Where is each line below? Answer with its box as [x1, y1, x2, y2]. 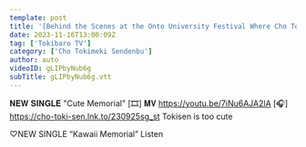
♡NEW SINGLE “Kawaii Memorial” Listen [9, 128, 164, 139]
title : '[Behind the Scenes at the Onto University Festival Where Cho [9, 22, 287, 31]
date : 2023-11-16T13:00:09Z [9, 30, 117, 39]
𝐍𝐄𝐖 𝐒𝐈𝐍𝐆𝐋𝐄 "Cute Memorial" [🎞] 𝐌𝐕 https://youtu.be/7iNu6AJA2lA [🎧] [9, 97, 289, 109]
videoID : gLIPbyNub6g [9, 64, 92, 73]
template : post [9, 13, 67, 23]
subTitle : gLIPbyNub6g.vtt [9, 73, 112, 82]
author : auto [9, 55, 59, 64]
